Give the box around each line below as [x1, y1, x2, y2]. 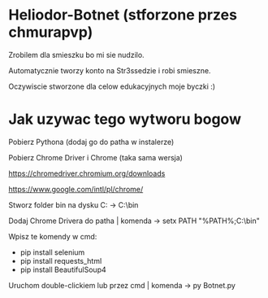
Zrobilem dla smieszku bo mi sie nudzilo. [8, 50, 145, 59]
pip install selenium [19, 247, 85, 257]
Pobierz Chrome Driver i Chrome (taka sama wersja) [8, 152, 183, 162]
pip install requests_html [19, 256, 102, 265]
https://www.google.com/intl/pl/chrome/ [8, 184, 144, 194]
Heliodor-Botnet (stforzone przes [8, 6, 238, 24]
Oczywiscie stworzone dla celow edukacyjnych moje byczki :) [8, 81, 216, 91]
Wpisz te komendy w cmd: [8, 231, 97, 241]
